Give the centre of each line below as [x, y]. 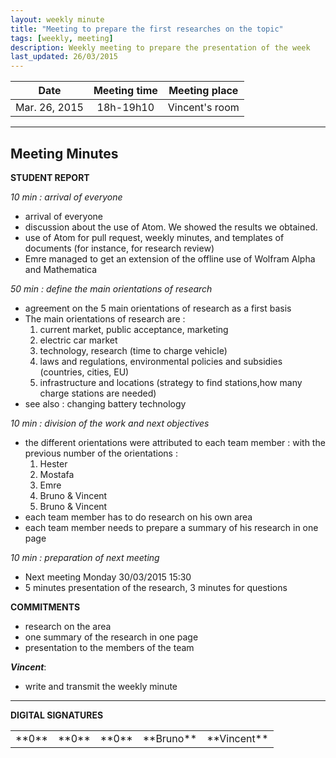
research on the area [68, 626]
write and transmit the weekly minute [101, 686]
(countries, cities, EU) [84, 372]
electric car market [78, 340]
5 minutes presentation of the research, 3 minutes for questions [156, 587]
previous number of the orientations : [101, 453]
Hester [53, 463]
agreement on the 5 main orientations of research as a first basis [158, 308]
